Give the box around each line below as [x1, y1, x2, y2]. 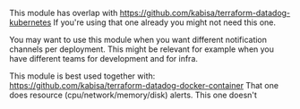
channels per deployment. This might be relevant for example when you [9, 44, 275, 54]
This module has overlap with [9, 8, 118, 18]
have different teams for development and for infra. [9, 54, 199, 63]
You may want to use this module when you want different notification [9, 35, 267, 45]
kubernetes [9, 17, 52, 28]
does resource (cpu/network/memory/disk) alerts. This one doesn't [9, 89, 258, 100]
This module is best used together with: [9, 71, 156, 81]
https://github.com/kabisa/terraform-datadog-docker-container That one [9, 80, 279, 90]
